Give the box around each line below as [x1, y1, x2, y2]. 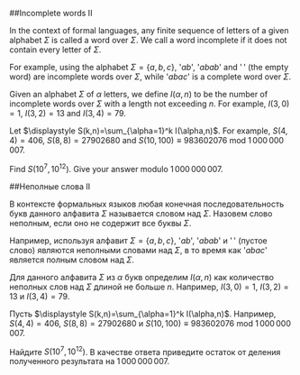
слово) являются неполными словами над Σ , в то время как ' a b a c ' [9, 244, 268, 255]
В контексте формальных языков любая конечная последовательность [9, 198, 285, 209]
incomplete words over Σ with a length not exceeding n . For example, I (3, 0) [9, 98, 290, 109]
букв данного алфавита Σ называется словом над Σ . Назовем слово [9, 207, 273, 219]
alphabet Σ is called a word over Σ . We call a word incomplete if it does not [9, 35, 287, 45]
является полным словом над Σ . [9, 254, 135, 265]
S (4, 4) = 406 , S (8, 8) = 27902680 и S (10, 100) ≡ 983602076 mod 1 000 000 [9, 317, 291, 328]
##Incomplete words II [9, 8, 93, 18]
